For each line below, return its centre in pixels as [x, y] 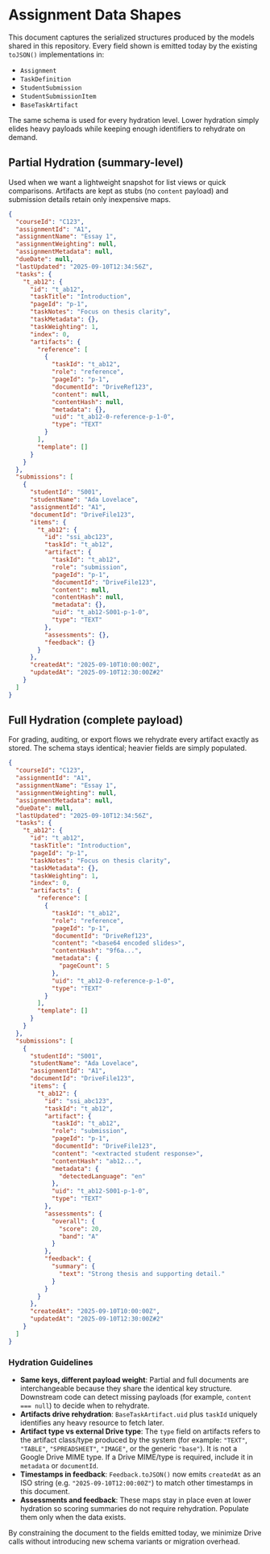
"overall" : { [73, 1221]
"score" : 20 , [81, 1229]
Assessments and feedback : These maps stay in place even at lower [135, 1500]
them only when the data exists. [73, 1517]
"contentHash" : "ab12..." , [97, 1161]
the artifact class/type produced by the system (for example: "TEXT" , [134, 1439]
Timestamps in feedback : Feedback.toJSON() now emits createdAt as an [140, 1474]
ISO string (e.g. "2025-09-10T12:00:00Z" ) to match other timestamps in [137, 1482]
